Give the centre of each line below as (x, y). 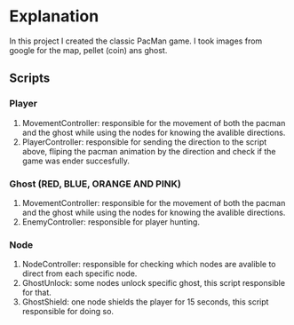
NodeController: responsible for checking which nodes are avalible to (149, 265)
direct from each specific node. (79, 273)
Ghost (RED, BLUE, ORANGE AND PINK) (95, 184)
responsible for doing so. (68, 312)
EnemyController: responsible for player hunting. (111, 222)
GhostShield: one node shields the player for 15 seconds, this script (145, 302)
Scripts (30, 79)
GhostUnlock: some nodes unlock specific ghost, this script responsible (154, 283)
